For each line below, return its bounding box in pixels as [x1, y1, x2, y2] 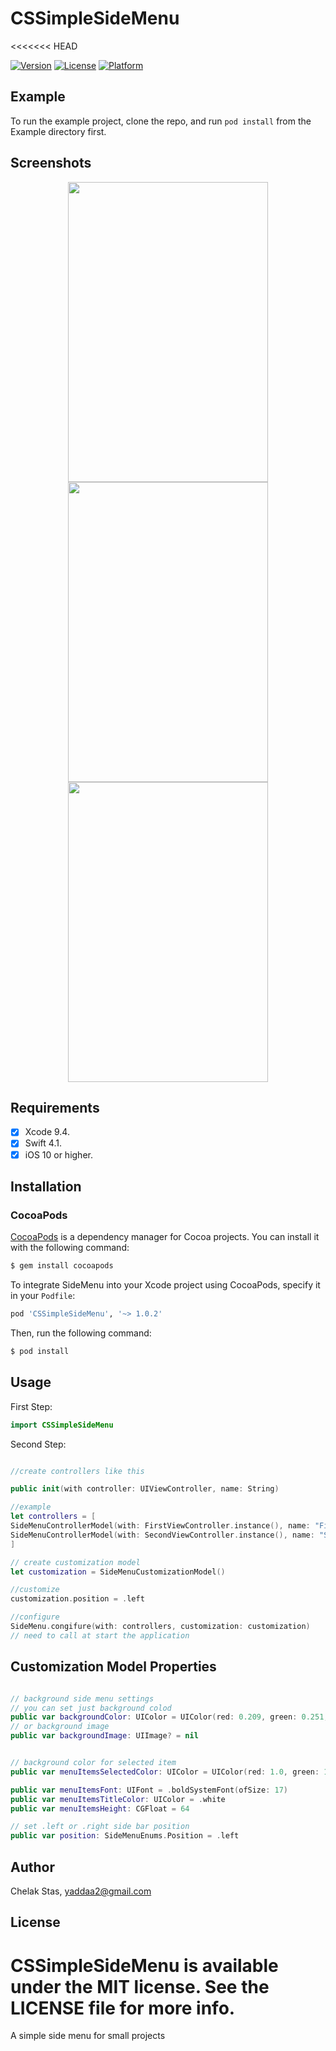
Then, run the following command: [10, 1327, 152, 1339]
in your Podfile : [10, 1290, 76, 1302]
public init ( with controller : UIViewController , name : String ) [10, 1484, 280, 1494]
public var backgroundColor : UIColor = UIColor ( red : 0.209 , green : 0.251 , [10, 1712, 329, 1722]
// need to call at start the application [10, 1630, 190, 1641]
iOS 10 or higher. [24, 1148, 93, 1161]
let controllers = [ [10, 1512, 97, 1522]
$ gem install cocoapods [10, 1261, 114, 1271]
